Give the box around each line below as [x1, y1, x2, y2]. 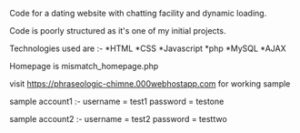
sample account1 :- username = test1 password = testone [9, 96, 225, 107]
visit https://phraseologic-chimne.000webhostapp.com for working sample [9, 78, 291, 89]
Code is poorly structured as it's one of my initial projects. [9, 26, 226, 36]
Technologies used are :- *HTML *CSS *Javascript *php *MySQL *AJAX [9, 43, 286, 54]
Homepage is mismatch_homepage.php [9, 61, 159, 71]
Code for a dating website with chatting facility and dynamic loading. [9, 8, 267, 18]
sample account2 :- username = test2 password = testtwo [9, 114, 227, 124]
